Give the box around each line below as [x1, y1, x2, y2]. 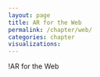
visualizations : [8, 40, 61, 48]
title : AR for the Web [8, 19, 82, 26]
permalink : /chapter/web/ [8, 26, 92, 33]
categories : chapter [8, 33, 76, 41]
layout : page [8, 11, 51, 19]
